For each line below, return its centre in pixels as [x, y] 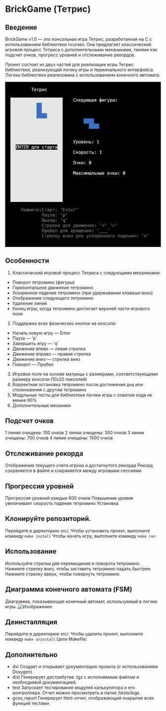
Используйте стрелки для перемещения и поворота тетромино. [73, 563]
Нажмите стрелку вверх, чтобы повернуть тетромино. [63, 574]
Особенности [27, 261]
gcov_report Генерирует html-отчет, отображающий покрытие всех [83, 698]
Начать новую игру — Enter [41, 333]
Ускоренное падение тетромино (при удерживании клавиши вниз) [83, 293]
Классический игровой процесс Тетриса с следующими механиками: [86, 273]
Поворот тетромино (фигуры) [43, 282]
